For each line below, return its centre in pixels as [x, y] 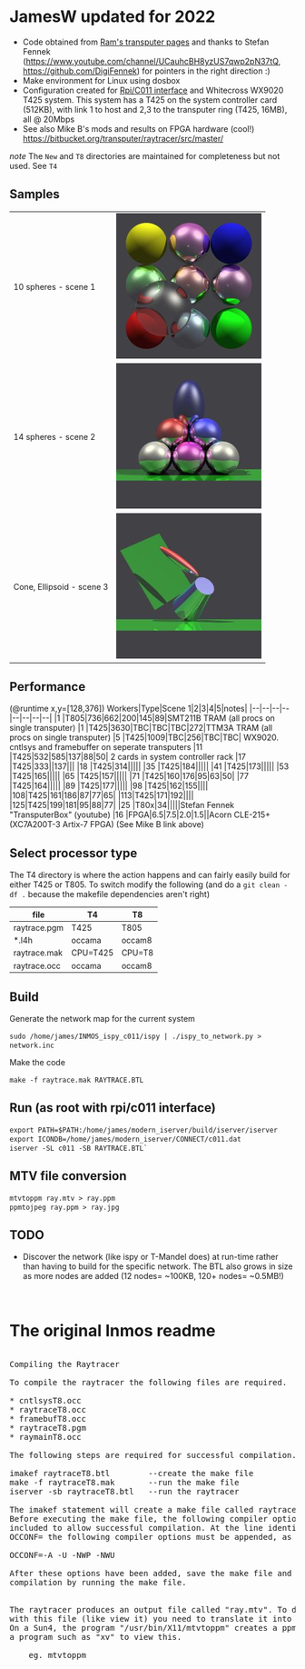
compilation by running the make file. [98, 1583]
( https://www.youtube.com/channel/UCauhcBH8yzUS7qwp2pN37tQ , [152, 61]
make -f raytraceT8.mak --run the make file [124, 1483]
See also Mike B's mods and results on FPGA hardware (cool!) [138, 128]
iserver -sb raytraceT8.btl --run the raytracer [124, 1492]
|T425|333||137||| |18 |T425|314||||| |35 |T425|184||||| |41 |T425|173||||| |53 [149, 766]
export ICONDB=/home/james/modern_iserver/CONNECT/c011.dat [126, 1139]
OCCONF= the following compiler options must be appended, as [151, 1537]
